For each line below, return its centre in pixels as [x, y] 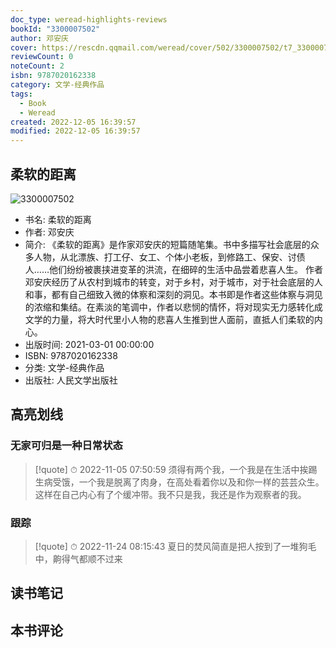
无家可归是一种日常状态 [66, 446]
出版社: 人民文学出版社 [71, 380]
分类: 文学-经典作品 [64, 367]
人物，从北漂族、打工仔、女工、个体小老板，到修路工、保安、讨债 [169, 257]
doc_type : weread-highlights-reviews [89, 19]
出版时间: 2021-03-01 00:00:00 [89, 344]
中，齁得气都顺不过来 [78, 558]
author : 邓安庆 [39, 38]
